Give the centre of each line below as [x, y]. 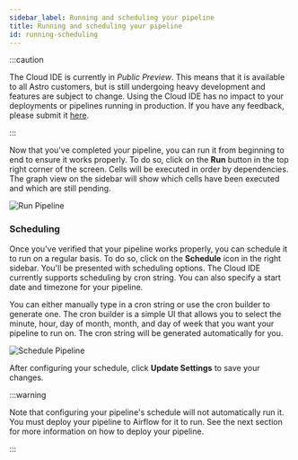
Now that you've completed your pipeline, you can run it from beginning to [147, 150]
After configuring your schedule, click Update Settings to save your [135, 367]
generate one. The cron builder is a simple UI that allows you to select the [145, 314]
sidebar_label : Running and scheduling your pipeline [112, 18]
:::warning [28, 394]
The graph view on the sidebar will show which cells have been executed [145, 179]
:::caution [27, 60]
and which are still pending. [60, 189]
